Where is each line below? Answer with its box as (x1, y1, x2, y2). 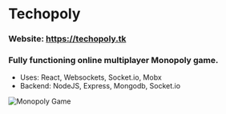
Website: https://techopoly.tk (8, 33, 127, 45)
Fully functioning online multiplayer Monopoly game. (8, 55, 219, 66)
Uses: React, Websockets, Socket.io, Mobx (19, 73, 162, 82)
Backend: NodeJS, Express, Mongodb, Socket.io (19, 81, 181, 91)
